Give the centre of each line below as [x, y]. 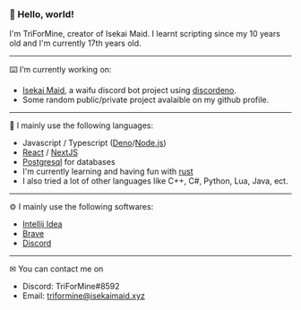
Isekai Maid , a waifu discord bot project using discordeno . [129, 90]
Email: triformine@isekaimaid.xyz [83, 296]
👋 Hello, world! [42, 14]
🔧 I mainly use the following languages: [82, 125]
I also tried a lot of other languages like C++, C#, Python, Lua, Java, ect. [155, 181]
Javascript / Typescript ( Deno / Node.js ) [95, 143]
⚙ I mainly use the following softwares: [82, 207]
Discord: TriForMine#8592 [71, 287]
